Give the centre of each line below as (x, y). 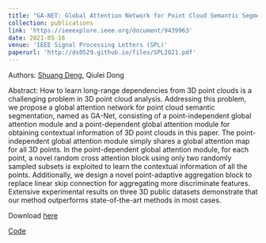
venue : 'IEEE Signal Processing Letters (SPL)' (88, 45)
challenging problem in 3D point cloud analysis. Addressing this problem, (127, 99)
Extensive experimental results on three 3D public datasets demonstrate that (133, 192)
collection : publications (51, 23)
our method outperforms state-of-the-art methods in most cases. (115, 200)
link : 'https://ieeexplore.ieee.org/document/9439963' (101, 30)
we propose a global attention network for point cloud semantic (112, 107)
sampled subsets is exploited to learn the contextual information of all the (128, 166)
